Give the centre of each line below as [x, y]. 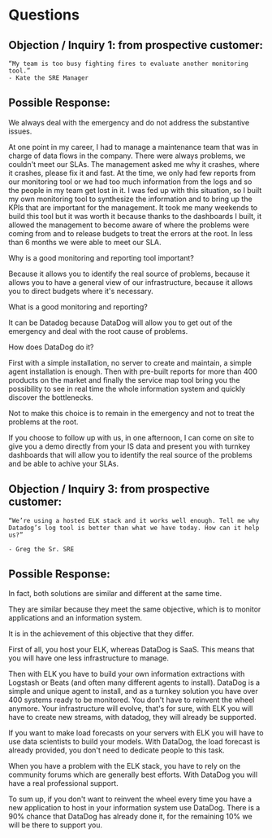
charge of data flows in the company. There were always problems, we [127, 156]
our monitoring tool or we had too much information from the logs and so [130, 182]
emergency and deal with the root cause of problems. [98, 331]
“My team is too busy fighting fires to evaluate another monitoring [129, 64]
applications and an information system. [76, 618]
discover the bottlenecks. [51, 397]
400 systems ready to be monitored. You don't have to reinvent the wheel [132, 700]
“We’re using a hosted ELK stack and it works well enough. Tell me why [134, 520]
